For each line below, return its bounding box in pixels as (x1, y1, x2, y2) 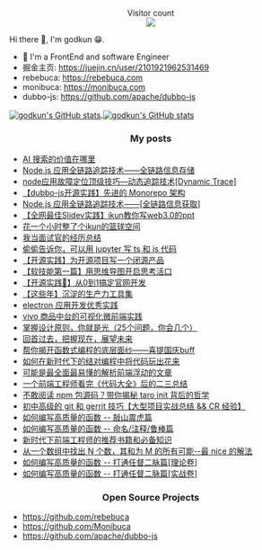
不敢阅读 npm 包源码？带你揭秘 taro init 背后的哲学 (22, 389, 210, 400)
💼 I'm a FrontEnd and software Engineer (22, 51, 170, 62)
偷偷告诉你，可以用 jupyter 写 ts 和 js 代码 (22, 243, 177, 254)
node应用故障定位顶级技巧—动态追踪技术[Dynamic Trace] (22, 175, 237, 187)
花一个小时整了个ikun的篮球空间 (22, 220, 141, 232)
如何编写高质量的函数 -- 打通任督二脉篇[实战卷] (22, 467, 197, 479)
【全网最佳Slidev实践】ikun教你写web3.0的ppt (22, 209, 196, 220)
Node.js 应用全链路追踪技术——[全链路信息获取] (22, 198, 201, 209)
